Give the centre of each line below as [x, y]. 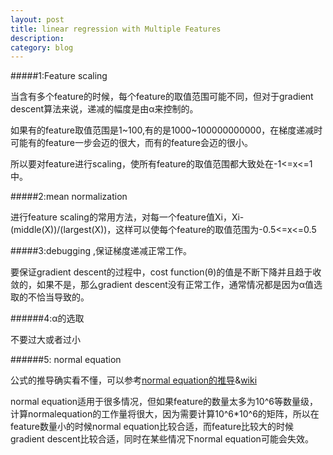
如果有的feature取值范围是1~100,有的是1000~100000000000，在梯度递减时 [166, 130]
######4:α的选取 [47, 318]
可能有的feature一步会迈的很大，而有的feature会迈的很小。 [131, 143]
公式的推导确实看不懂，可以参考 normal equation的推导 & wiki [134, 380]
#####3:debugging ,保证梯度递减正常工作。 [101, 251]
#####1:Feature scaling [59, 76]
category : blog [42, 47]
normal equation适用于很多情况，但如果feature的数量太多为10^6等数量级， [164, 402]
